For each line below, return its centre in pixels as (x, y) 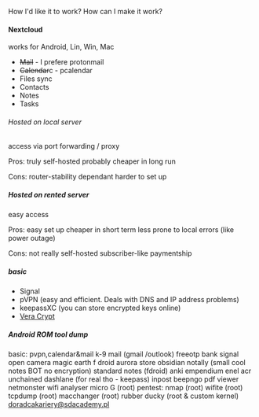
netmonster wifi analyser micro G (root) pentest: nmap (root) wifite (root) (126, 388)
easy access (29, 215)
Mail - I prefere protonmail (62, 62)
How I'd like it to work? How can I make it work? (86, 11)
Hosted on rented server (49, 195)
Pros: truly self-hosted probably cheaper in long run (92, 161)
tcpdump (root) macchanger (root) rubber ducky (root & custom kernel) (124, 396)
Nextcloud (26, 29)
